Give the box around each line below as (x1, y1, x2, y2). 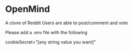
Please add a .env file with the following (5, 29, 88, 35)
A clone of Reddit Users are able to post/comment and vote (5, 20, 128, 26)
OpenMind (5, 3, 50, 15)
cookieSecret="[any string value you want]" (5, 39, 96, 45)
